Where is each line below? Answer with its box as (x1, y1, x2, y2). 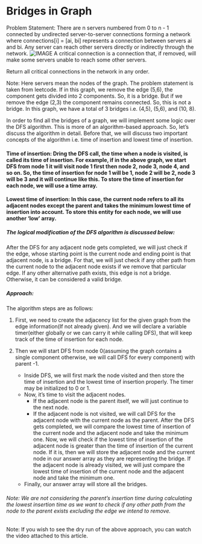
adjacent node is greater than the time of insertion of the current (33, 442, 193, 449)
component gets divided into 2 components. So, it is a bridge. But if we (6, 92, 183, 99)
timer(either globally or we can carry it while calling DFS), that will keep (14, 330, 192, 337)
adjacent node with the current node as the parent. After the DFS (33, 417, 195, 424)
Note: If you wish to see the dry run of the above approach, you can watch (6, 526, 191, 533)
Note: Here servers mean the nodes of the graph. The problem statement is (6, 80, 194, 87)
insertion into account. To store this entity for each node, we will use (6, 208, 182, 216)
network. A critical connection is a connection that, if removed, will (6, 49, 197, 57)
